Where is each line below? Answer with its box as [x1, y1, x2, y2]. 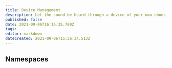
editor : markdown [5, 31, 42, 36]
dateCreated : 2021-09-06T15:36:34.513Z [5, 36, 91, 41]
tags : [5, 27, 17, 32]
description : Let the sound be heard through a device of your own [5, 12, 153, 17]
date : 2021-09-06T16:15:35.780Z [5, 21, 74, 27]
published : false [5, 17, 42, 22]
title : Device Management [5, 7, 60, 13]
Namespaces [5, 55, 49, 64]
